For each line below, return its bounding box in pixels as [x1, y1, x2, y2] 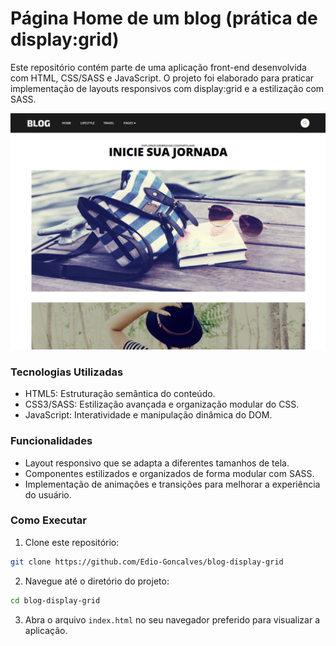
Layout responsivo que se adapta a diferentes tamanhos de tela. [24, 457, 290, 469]
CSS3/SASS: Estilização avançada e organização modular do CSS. [24, 398, 300, 411]
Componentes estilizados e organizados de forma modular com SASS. [24, 467, 315, 479]
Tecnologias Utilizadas [10, 365, 124, 379]
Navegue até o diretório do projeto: [24, 575, 170, 587]
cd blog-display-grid [10, 595, 101, 606]
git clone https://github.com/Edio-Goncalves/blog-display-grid [10, 557, 284, 567]
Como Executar [10, 513, 87, 527]
